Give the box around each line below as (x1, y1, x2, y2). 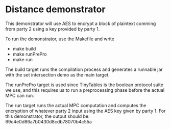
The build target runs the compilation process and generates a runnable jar (5, 66, 163, 72)
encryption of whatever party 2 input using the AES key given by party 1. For (5, 108, 166, 114)
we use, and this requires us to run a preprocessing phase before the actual (5, 87, 165, 93)
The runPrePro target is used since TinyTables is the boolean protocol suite (5, 82, 163, 88)
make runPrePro (12, 51, 47, 57)
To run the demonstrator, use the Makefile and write (5, 36, 115, 42)
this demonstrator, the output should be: (5, 113, 90, 119)
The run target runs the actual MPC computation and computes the (5, 102, 146, 108)
